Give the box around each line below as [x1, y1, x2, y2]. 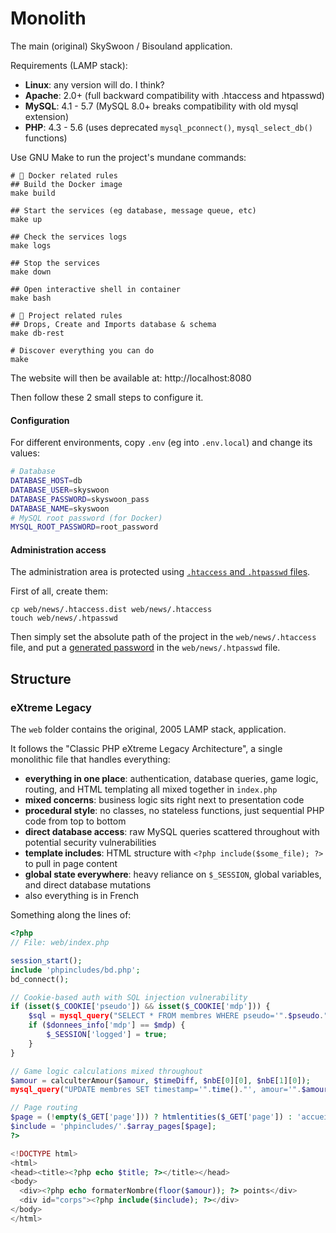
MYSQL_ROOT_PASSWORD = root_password [10, 522, 159, 532]
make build [10, 188, 56, 198]
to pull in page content [24, 858, 118, 870]
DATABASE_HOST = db [10, 476, 83, 486]
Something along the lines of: [10, 909, 132, 921]
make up [10, 214, 43, 224]
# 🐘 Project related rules [10, 310, 123, 321]
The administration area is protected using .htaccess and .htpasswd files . [10, 566, 311, 578]
